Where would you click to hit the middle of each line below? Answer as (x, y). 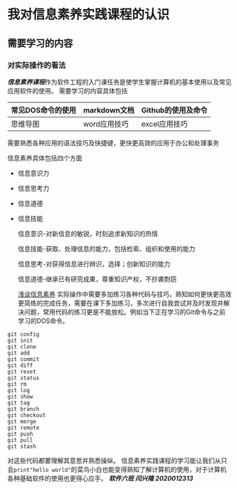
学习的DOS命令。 (43, 320)
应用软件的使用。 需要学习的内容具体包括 (68, 90)
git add (19, 353)
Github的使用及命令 (174, 110)
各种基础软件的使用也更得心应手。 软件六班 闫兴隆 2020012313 (100, 478)
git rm (17, 384)
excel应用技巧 (164, 124)
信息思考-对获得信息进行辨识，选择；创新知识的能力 (94, 263)
